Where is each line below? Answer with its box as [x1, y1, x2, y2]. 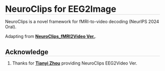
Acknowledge [5, 48, 49, 56]
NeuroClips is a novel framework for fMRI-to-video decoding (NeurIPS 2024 [5, 19, 160, 25]
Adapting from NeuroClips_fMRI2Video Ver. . [5, 34, 97, 39]
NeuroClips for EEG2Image [5, 3, 116, 15]
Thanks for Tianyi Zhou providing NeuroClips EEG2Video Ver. [12, 60, 137, 66]
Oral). [5, 24, 17, 30]
